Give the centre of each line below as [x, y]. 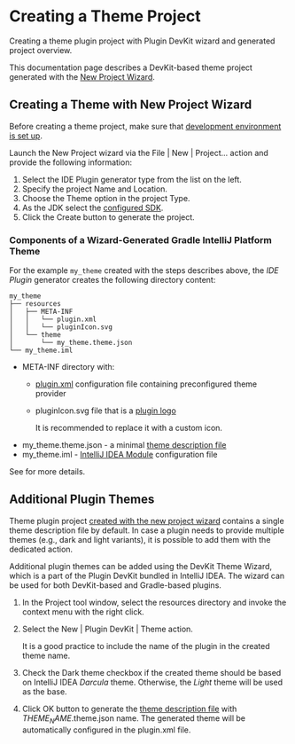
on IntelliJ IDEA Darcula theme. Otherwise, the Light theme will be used [152, 682]
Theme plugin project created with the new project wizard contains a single [147, 521]
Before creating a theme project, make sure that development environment [145, 126]
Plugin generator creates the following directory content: [113, 280]
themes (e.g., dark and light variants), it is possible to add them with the [140, 539]
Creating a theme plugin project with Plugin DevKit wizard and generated [142, 41]
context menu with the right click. [83, 611]
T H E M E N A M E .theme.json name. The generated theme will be [134, 719]
